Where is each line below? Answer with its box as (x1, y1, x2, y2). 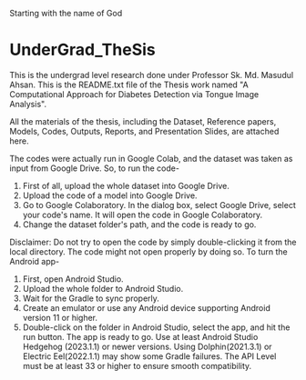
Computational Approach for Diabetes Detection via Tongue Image (9, 88, 260, 99)
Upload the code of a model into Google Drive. (22, 190, 198, 201)
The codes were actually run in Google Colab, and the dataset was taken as (9, 153, 293, 164)
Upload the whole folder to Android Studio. (22, 283, 184, 294)
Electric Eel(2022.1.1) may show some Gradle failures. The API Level (22, 350, 277, 362)
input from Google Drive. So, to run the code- (9, 163, 180, 174)
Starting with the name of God (9, 8, 123, 18)
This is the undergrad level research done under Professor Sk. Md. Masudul (9, 69, 294, 80)
